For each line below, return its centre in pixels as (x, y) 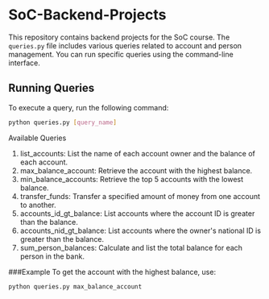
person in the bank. (52, 256)
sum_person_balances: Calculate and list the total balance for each (131, 247)
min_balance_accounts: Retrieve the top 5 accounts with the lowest (132, 179)
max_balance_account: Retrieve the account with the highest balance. (136, 170)
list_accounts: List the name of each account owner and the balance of (138, 153)
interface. (24, 63)
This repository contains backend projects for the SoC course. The (119, 37)
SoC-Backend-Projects (87, 15)
